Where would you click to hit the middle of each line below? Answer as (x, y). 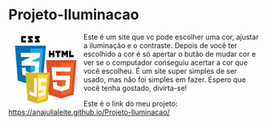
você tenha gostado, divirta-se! (136, 88)
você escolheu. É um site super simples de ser (160, 71)
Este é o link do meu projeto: (131, 103)
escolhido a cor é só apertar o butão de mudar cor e (170, 54)
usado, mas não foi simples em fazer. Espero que (165, 79)
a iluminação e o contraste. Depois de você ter (161, 45)
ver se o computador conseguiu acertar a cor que (166, 62)
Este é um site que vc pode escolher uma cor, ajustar (171, 37)
